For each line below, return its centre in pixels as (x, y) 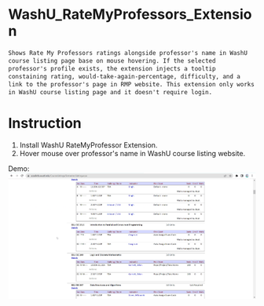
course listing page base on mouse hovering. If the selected (112, 60)
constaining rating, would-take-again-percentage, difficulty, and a (125, 76)
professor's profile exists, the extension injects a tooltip (112, 68)
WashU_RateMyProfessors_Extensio (130, 15)
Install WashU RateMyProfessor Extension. (88, 145)
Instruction (45, 124)
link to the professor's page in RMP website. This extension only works (132, 84)
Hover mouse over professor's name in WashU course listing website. (132, 153)
